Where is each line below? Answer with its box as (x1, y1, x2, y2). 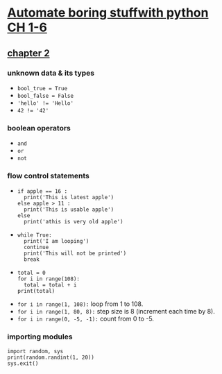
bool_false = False (17, 92, 74, 99)
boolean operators (7, 123, 71, 133)
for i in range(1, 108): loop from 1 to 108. (17, 300, 144, 308)
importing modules (7, 332, 73, 341)
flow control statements (7, 171, 90, 181)
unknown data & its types (7, 68, 95, 78)
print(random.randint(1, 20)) (7, 354, 95, 361)
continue (24, 244, 49, 251)
